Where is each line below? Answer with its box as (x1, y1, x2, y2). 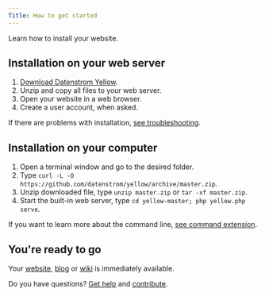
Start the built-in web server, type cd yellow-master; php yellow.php (19, 196, 246, 206)
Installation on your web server (8, 56, 165, 70)
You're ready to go (8, 243, 102, 256)
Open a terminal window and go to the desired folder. (19, 162, 194, 171)
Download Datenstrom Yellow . (19, 77, 118, 87)
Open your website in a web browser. (19, 94, 142, 104)
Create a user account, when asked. (19, 102, 139, 112)
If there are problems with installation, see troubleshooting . (8, 118, 201, 128)
